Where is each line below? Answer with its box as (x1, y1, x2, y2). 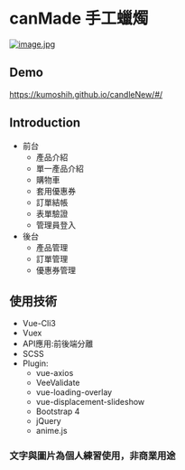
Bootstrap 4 (35, 406, 80, 417)
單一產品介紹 (35, 163, 84, 174)
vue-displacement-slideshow (35, 397, 145, 408)
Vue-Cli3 (22, 318, 56, 329)
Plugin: (22, 358, 49, 369)
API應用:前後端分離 (22, 338, 94, 349)
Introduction (9, 115, 81, 131)
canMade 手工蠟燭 (9, 8, 149, 29)
